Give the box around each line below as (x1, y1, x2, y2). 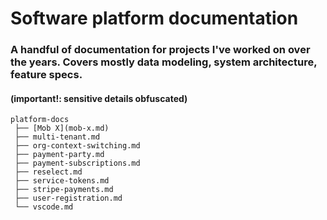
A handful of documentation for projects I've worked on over (10, 43, 311, 57)
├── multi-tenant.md (14, 132, 101, 142)
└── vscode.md (14, 202, 74, 212)
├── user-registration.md (14, 193, 123, 204)
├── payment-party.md (14, 150, 105, 160)
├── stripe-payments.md (14, 185, 114, 195)
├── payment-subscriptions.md (14, 158, 141, 169)
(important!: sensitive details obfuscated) (10, 92, 188, 104)
